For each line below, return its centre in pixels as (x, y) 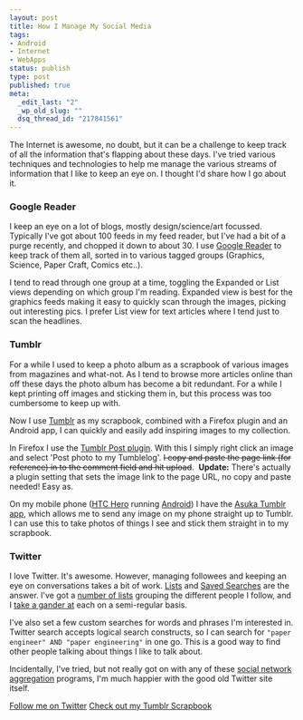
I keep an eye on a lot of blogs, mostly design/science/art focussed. (136, 227)
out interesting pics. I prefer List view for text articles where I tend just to (145, 311)
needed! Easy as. (42, 486)
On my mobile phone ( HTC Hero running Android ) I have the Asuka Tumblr (148, 503)
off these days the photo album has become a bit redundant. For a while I (146, 384)
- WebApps (28, 60)
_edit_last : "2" (48, 102)
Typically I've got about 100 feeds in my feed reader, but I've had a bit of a (148, 236)
